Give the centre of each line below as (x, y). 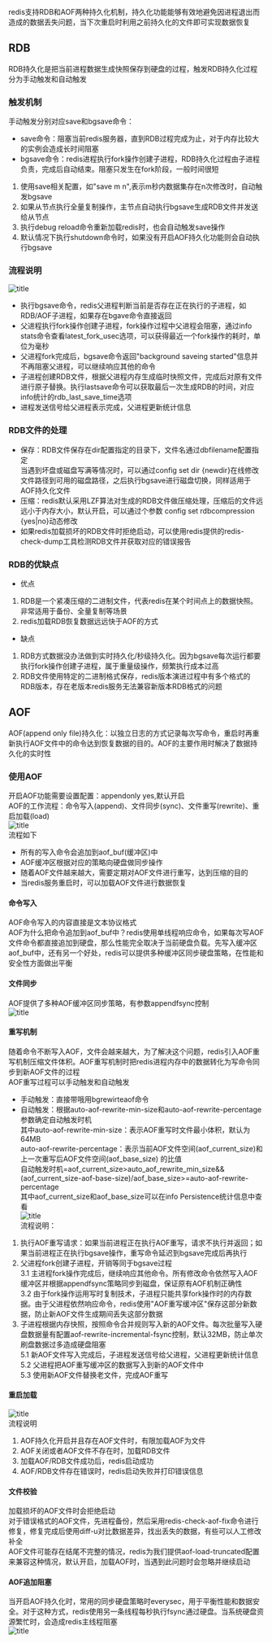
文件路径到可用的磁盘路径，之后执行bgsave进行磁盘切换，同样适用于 (136, 480)
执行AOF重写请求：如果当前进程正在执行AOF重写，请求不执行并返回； (138, 1243)
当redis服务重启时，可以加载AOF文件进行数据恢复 (103, 883)
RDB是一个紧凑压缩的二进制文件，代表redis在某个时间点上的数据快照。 (139, 601)
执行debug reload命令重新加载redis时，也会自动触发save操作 (123, 227)
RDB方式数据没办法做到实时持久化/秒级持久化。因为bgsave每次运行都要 (140, 656)
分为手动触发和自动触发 (47, 79)
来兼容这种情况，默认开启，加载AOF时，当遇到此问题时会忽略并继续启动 (130, 1562)
